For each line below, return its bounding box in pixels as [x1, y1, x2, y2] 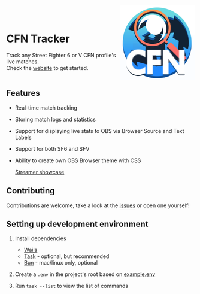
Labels [14, 134, 32, 141]
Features [6, 88, 40, 98]
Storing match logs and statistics [14, 116, 96, 123]
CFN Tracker [6, 32, 70, 46]
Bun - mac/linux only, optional [23, 259, 98, 266]
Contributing [6, 186, 55, 196]
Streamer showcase [14, 168, 65, 175]
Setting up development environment [6, 219, 149, 229]
